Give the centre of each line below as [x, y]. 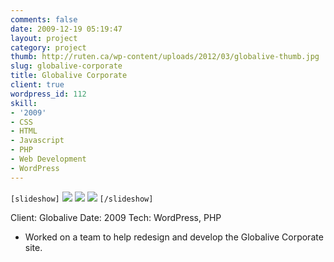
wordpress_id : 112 [48, 94]
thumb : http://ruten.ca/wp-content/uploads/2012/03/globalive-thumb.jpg [165, 57]
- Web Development [48, 159]
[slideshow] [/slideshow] [82, 199]
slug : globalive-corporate [66, 66]
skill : [24, 103]
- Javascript [37, 141]
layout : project [44, 38]
